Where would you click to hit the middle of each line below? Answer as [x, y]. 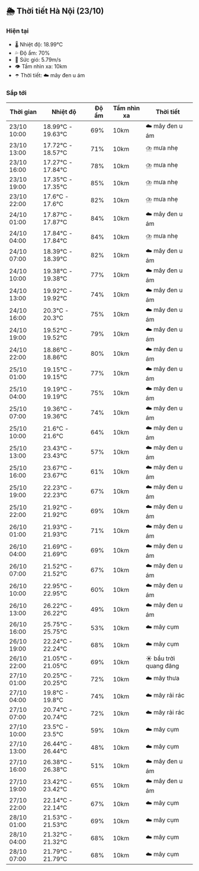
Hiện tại [17, 31]
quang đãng [163, 665]
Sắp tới [16, 93]
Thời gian [23, 112]
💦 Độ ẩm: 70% [32, 53]
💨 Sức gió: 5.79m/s [38, 59]
